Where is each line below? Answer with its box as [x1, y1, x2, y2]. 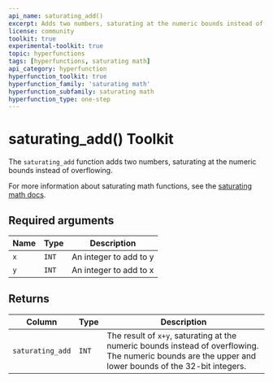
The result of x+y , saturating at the [106, 330, 237, 341]
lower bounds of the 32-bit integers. [106, 360, 247, 371]
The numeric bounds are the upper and [106, 350, 257, 362]
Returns [8, 292, 50, 306]
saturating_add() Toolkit [8, 130, 175, 149]
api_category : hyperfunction [8, 65, 107, 73]
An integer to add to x [71, 265, 154, 276]
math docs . [8, 190, 46, 200]
